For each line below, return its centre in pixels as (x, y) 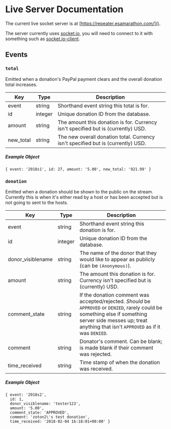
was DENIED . (94, 333)
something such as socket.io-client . (43, 39)
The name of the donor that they (118, 253)
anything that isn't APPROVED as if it (120, 327)
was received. (96, 368)
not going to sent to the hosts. (37, 203)
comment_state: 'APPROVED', (40, 412)
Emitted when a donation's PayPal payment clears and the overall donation (84, 79)
